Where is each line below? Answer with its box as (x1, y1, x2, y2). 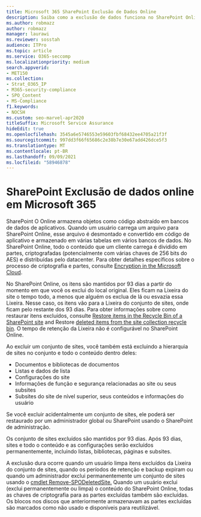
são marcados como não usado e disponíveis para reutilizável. (6, 504, 160, 512)
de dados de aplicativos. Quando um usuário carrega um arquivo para (6, 224, 179, 232)
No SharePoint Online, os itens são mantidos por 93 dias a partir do (6, 280, 172, 288)
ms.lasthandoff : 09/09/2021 (6, 154, 77, 160)
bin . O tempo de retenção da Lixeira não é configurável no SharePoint (6, 325, 178, 332)
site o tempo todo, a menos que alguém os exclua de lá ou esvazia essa (6, 293, 184, 300)
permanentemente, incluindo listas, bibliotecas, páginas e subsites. (6, 448, 172, 455)
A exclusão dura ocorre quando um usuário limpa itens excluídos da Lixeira (6, 459, 191, 467)
